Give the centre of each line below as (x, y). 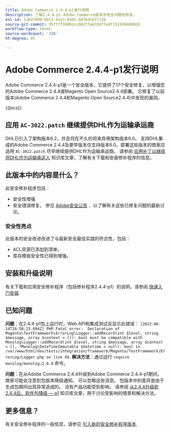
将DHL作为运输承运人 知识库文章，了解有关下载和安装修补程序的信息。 (80, 157)
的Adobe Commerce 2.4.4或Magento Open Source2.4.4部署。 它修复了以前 (85, 91)
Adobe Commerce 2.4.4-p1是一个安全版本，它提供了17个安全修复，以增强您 (85, 85)
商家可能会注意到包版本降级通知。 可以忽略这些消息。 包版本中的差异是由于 (85, 380)
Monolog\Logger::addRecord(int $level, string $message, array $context (84, 342)
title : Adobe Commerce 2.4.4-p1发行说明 (47, 10)
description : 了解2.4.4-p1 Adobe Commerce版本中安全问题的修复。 (71, 15)
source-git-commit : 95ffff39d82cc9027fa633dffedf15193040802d (73, 24)
